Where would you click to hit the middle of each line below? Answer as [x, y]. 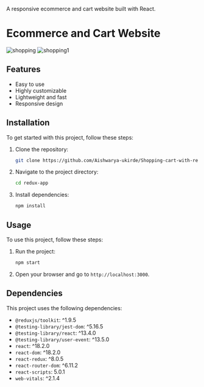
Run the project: [35, 251]
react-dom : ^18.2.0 [38, 352]
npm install [30, 206]
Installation [28, 123]
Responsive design [39, 104]
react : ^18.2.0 [32, 346]
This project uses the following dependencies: [64, 308]
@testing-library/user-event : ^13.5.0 [62, 339]
